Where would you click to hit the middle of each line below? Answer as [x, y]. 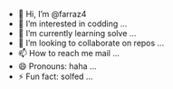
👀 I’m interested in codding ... [72, 24]
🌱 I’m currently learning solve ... [77, 33]
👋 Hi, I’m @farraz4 [52, 14]
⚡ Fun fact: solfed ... [55, 76]
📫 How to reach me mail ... [69, 53]
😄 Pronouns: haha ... [57, 66]
